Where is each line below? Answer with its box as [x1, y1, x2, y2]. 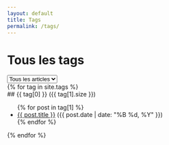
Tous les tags [7, 52, 85, 68]
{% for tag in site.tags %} [7, 83, 79, 91]
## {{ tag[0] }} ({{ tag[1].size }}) [7, 90, 96, 98]
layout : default [7, 10, 53, 17]
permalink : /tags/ [7, 23, 60, 29]
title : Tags [7, 16, 41, 23]
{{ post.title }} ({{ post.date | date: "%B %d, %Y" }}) [16, 111, 163, 119]
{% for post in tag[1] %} [16, 103, 84, 111]
